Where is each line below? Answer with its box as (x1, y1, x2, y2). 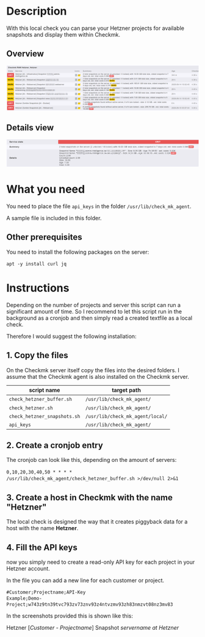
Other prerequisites (6, 232, 82, 242)
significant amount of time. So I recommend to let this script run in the (6, 308, 182, 315)
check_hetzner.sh (9, 405, 53, 411)
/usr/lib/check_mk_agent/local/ (85, 413, 168, 419)
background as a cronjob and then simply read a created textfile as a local (6, 314, 193, 322)
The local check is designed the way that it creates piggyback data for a (6, 518, 188, 525)
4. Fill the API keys (6, 542, 77, 553)
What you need (6, 182, 85, 196)
